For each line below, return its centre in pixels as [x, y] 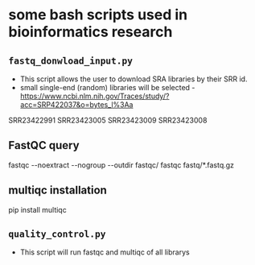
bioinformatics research [90, 32]
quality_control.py [57, 234]
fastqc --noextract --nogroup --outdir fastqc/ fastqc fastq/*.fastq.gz [121, 165]
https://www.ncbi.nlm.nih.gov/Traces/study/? [95, 96]
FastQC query [44, 145]
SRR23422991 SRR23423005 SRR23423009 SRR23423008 [108, 120]
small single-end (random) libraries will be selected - [107, 87]
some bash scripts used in [98, 15]
